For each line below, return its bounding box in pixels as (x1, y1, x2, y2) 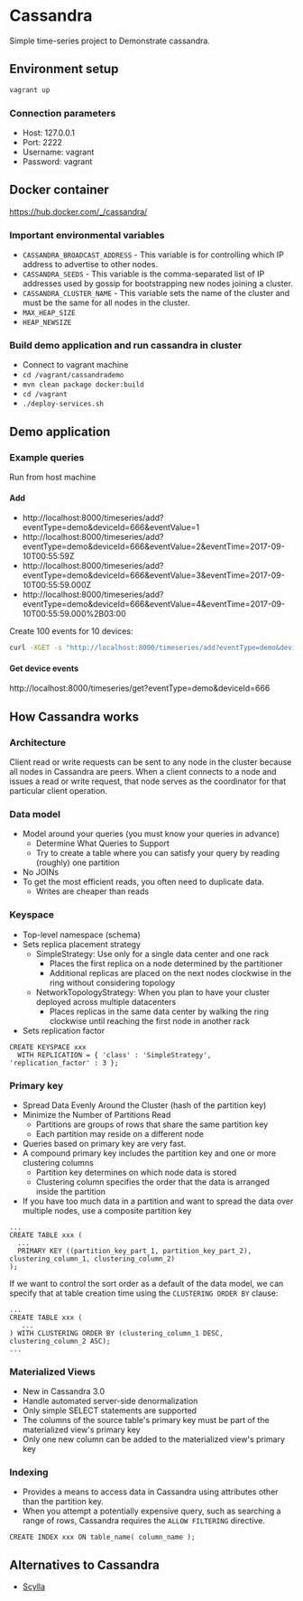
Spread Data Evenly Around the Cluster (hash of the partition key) (22, 1099, 267, 1111)
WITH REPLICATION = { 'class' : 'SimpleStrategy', (17, 1050, 212, 1059)
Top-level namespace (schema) (22, 929, 142, 940)
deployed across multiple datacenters (35, 996, 177, 1007)
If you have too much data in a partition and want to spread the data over (22, 1196, 294, 1206)
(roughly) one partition (35, 857, 120, 868)
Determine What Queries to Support (35, 838, 170, 849)
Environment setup (9, 61, 119, 77)
